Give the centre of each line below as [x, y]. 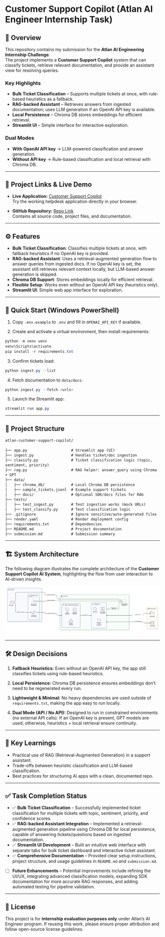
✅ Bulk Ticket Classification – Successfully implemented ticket [76, 808]
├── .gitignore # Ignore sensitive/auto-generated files [81, 515]
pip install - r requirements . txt [39, 351]
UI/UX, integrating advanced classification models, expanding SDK [80, 876]
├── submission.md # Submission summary [60, 534]
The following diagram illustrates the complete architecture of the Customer [82, 568]
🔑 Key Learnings [31, 743]
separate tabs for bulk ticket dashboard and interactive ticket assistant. [84, 850]
